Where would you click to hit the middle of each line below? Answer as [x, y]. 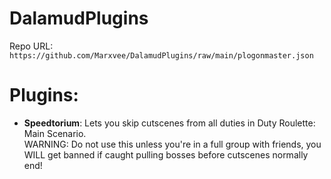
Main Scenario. [55, 133]
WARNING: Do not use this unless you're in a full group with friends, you [172, 144]
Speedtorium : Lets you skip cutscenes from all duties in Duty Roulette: [169, 123]
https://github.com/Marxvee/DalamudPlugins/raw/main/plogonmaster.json [161, 55]
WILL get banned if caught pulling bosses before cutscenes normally [166, 154]
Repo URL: [31, 46]
